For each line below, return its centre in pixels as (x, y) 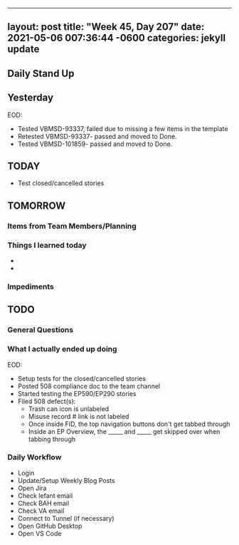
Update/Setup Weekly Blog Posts (66, 480)
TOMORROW (37, 206)
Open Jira (32, 488)
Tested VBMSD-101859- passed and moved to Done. (95, 144)
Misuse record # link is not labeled (79, 416)
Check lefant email (45, 495)
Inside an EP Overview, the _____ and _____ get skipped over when (124, 431)
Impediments (31, 286)
